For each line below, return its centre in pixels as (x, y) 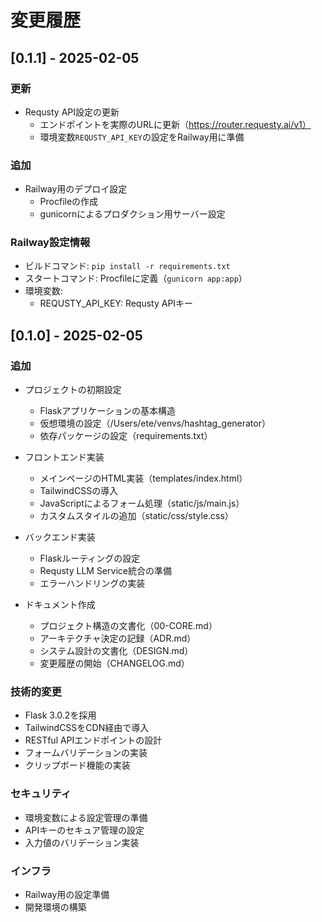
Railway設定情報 (50, 243)
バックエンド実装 (60, 537)
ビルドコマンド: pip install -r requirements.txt (127, 266)
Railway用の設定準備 (67, 895)
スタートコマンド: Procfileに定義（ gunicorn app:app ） (136, 278)
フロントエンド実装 (64, 457)
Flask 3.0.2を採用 (60, 715)
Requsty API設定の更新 (72, 112)
